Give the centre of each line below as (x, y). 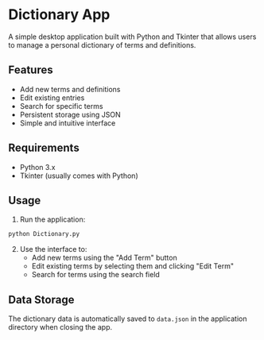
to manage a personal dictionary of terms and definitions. (102, 44)
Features (31, 70)
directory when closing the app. (60, 327)
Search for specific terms (61, 106)
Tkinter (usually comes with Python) (79, 176)
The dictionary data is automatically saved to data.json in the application (128, 319)
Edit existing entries (52, 98)
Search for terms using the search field (96, 275)
